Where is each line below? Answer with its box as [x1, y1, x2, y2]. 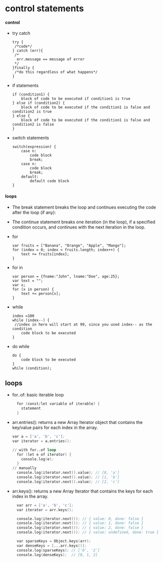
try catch [12, 30, 31, 36]
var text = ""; [12, 278, 43, 283]
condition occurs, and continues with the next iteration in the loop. [12, 224, 145, 230]
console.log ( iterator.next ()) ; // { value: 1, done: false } [17, 521, 144, 526]
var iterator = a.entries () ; [12, 439, 72, 444]
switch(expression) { [12, 144, 56, 149]
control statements [5, 3, 84, 14]
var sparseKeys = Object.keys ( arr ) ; [17, 539, 91, 544]
